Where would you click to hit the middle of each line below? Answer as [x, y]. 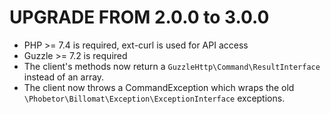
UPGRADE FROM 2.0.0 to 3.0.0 [139, 17]
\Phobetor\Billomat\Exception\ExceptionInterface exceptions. [154, 98]
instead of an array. [64, 77]
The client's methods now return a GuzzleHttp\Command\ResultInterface [172, 66]
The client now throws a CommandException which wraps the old [159, 87]
